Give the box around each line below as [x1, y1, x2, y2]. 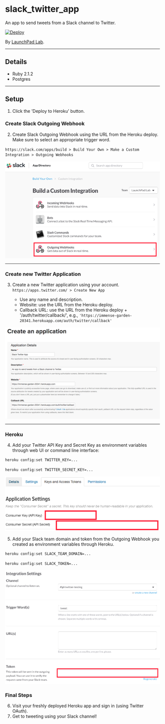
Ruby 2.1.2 [12, 70, 33, 77]
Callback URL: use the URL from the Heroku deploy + [19, 307, 128, 313]
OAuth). [12, 708, 28, 714]
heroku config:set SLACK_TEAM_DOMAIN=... [5, 552, 91, 557]
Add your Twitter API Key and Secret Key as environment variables [12, 442, 147, 448]
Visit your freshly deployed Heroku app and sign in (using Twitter [12, 703, 144, 709]
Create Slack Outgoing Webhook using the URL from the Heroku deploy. [12, 132, 159, 137]
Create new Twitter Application [5, 271, 81, 278]
